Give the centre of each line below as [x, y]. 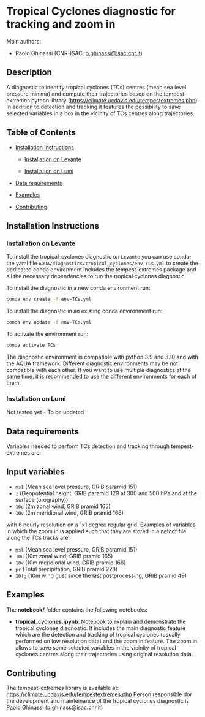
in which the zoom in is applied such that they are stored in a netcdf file [96, 531]
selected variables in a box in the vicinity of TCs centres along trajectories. [100, 113]
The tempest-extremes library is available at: [63, 688]
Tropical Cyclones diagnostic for [91, 11]
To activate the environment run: [47, 334]
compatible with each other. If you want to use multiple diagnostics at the [99, 370]
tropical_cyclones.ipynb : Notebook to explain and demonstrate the [100, 621]
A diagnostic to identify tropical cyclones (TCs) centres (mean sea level [96, 87]
